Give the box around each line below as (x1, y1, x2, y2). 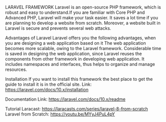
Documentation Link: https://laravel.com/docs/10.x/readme (5, 96, 126, 102)
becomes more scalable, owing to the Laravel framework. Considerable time (5, 46, 162, 51)
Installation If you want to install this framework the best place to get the (5, 76, 153, 82)
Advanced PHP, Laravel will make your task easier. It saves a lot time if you (5, 15, 158, 20)
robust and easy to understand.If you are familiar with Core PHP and (5, 9, 145, 15)
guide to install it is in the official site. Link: (5, 81, 92, 87)
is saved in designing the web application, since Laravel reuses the (5, 51, 142, 57)
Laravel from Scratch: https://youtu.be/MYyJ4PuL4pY (5, 111, 115, 117)
